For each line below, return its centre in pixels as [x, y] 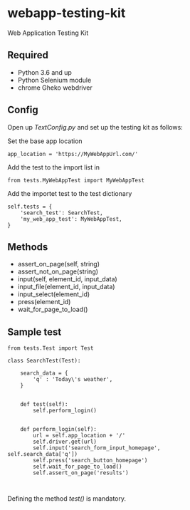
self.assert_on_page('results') [81, 473]
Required [28, 55]
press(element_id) [44, 302]
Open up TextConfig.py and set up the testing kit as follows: [95, 127]
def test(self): [44, 405]
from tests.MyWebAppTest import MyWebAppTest [76, 180]
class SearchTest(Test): [44, 361]
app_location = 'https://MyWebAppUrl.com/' [73, 154]
